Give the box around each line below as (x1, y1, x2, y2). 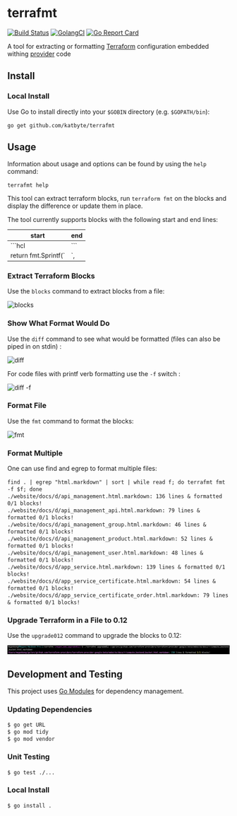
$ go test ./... (7, 769, 55, 776)
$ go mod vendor (7, 735, 55, 743)
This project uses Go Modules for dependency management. (7, 687, 184, 695)
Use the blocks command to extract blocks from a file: (7, 287, 165, 296)
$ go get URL (7, 721, 46, 729)
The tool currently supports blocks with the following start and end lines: (7, 216, 219, 224)
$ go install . (7, 802, 52, 809)
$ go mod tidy (7, 728, 49, 736)
